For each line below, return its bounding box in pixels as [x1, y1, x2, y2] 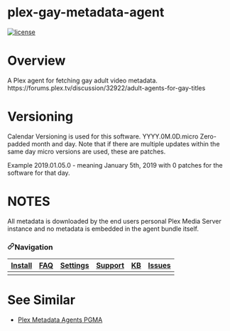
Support [95, 261, 124, 271]
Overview [7, 53, 66, 69]
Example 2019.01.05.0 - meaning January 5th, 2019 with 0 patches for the [7, 161, 223, 169]
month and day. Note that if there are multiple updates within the [31, 139, 220, 148]
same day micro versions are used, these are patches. [7, 147, 166, 156]
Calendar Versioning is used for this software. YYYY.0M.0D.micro [7, 132, 199, 141]
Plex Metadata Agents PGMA [17, 315, 103, 324]
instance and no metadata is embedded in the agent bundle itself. [7, 224, 199, 233]
